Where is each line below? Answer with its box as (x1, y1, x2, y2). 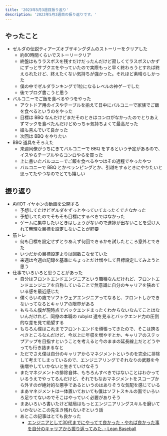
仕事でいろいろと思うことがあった (12, 270, 83, 276)
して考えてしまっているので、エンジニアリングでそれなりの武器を (19, 357, 155, 363)
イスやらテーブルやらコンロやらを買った (19, 152, 103, 158)
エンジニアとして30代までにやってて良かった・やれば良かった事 (27, 420, 160, 426)
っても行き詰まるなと (19, 345, 64, 351)
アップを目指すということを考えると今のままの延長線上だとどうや (24, 338, 160, 345)
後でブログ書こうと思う (19, 89, 68, 95)
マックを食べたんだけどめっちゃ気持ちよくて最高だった (24, 121, 138, 127)
